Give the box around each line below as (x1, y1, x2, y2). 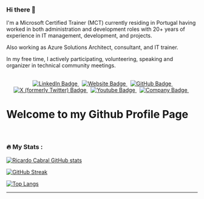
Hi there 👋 (6, 5, 36, 14)
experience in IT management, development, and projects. (6, 32, 153, 39)
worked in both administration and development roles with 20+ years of (6, 25, 185, 33)
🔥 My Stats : (6, 143, 43, 151)
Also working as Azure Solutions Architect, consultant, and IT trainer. (6, 44, 178, 51)
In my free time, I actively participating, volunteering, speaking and (6, 56, 174, 63)
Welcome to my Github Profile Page (6, 108, 189, 122)
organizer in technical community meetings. (6, 62, 117, 69)
